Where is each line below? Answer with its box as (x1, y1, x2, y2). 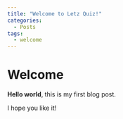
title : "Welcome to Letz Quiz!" (7, 10, 102, 18)
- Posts (13, 23, 37, 30)
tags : (7, 30, 23, 37)
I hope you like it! (7, 104, 57, 113)
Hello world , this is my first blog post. (7, 90, 116, 99)
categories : (7, 17, 42, 24)
